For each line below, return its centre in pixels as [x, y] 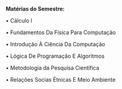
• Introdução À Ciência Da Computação [56, 44]
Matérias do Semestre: [35, 9]
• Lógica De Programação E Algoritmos [55, 56]
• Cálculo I [19, 20]
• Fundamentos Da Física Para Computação [61, 32]
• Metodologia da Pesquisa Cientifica [52, 68]
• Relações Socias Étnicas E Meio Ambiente [61, 80]
